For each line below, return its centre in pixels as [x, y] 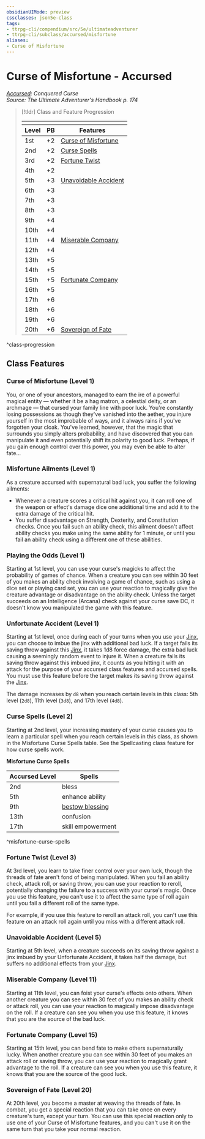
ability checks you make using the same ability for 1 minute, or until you [105, 533]
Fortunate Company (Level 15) [52, 1034]
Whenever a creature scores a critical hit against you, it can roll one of [104, 500]
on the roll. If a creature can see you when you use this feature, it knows [97, 1012]
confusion [76, 816]
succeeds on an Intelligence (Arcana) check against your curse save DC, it [100, 601]
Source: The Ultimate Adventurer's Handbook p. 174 [72, 100]
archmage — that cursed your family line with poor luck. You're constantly [100, 407]
